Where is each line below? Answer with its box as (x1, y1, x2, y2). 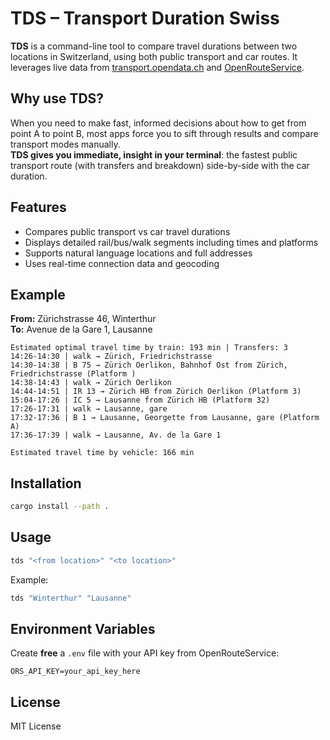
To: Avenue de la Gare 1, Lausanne (10, 323, 153, 336)
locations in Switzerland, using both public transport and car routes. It (10, 50, 298, 62)
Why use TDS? (10, 90, 105, 107)
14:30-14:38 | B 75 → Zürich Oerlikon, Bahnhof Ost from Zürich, (10, 360, 288, 371)
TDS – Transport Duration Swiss (10, 7, 280, 30)
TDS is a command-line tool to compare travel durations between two (10, 40, 298, 52)
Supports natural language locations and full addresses (24, 247, 253, 259)
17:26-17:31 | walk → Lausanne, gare (10, 404, 168, 414)
